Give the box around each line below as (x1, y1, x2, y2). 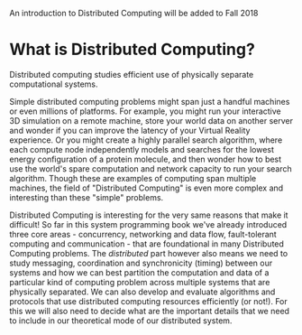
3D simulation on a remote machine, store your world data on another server (9, 115, 293, 126)
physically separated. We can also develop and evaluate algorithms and (9, 286, 276, 297)
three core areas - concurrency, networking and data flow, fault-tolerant (9, 228, 277, 239)
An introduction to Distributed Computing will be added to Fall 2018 (9, 8, 259, 18)
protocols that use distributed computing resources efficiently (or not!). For (9, 295, 288, 306)
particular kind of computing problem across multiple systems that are (9, 276, 270, 287)
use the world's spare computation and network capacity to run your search (9, 163, 293, 174)
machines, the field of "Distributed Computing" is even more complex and (9, 182, 284, 193)
